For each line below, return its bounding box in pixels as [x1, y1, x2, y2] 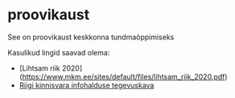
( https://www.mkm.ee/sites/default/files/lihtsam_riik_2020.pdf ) [19, 71, 228, 81]
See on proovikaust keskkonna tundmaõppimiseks [7, 32, 175, 42]
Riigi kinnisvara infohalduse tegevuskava [19, 80, 155, 90]
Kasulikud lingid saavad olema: [7, 47, 110, 57]
